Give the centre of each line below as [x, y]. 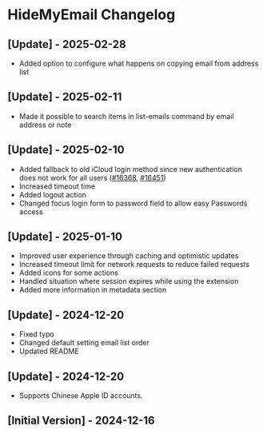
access [31, 211]
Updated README [49, 351]
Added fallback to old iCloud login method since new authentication [131, 169]
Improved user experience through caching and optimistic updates [129, 256]
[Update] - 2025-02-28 [67, 44]
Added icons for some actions [69, 273]
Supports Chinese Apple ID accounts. [81, 396]
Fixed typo [37, 334]
